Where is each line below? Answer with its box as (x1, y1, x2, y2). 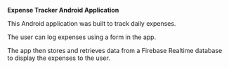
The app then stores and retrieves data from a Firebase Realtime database (7, 47, 223, 54)
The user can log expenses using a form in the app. (7, 33, 157, 41)
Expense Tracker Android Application (7, 6, 119, 14)
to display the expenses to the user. (7, 54, 110, 62)
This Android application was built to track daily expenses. (7, 20, 176, 27)
